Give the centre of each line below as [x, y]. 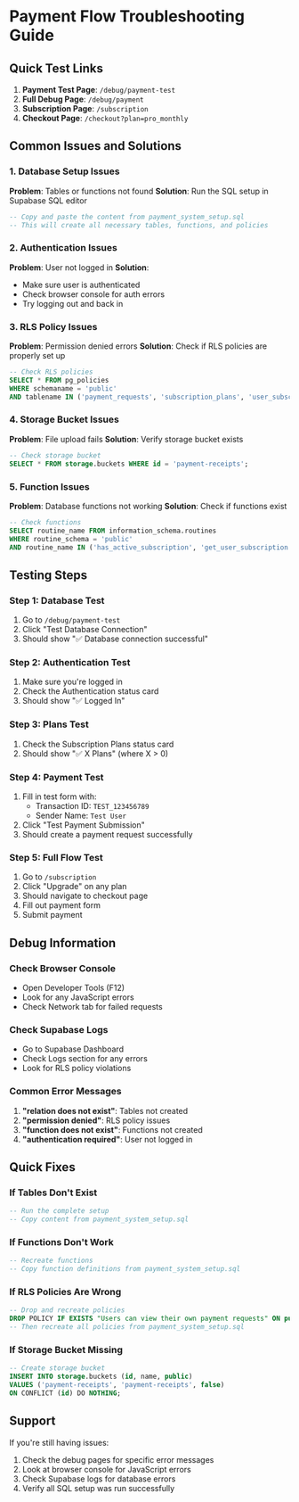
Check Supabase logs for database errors [99, 1479]
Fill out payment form [61, 905]
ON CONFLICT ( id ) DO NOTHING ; [65, 1393]
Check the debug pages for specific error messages [118, 1459]
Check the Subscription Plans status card [98, 744]
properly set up [37, 356]
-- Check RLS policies [51, 372]
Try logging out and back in [73, 303]
